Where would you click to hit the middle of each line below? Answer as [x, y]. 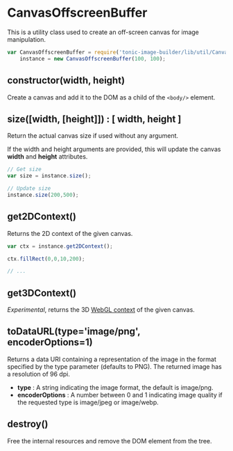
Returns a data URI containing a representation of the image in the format [112, 359]
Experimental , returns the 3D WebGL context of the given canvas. [101, 310]
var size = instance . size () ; [49, 176]
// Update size [29, 189]
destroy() [28, 424]
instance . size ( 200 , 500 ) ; [43, 195]
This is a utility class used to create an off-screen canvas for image [103, 32]
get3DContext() [42, 293]
